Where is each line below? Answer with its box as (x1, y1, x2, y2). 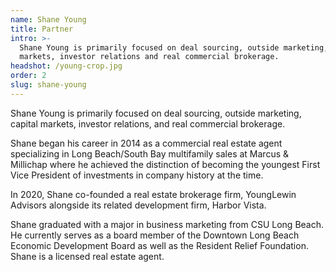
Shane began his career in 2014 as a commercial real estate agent (10, 137, 283, 149)
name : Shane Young (10, 14, 87, 25)
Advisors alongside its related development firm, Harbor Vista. (10, 199, 267, 211)
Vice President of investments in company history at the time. (10, 169, 264, 181)
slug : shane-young (10, 80, 87, 90)
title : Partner (10, 24, 74, 34)
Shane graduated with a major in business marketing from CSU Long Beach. (10, 218, 325, 230)
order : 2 (10, 71, 47, 81)
